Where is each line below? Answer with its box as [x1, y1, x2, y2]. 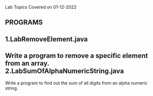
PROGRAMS [5, 18, 43, 26]
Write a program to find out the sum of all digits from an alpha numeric [5, 80, 148, 86]
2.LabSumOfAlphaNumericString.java [5, 67, 124, 75]
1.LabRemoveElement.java [5, 35, 88, 43]
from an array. [5, 59, 49, 68]
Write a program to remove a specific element [5, 51, 149, 60]
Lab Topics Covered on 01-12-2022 [5, 4, 77, 10]
